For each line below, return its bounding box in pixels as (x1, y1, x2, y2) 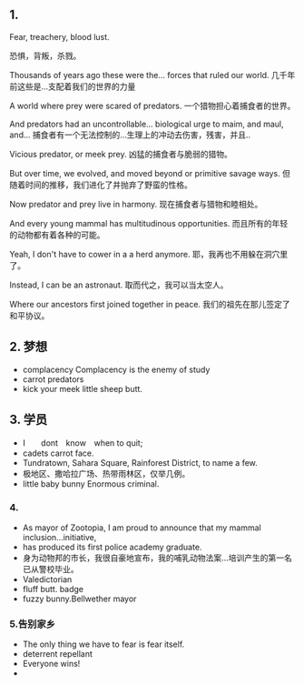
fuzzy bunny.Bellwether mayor (22, 593, 137, 604)
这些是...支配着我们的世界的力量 (16, 81, 136, 92)
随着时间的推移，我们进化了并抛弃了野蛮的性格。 (9, 179, 192, 190)
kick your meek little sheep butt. (22, 383, 143, 394)
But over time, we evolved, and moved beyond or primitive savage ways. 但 (9, 167, 290, 178)
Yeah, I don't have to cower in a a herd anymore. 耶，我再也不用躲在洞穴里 (9, 248, 289, 259)
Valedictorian (22, 573, 73, 585)
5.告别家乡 (9, 618, 56, 630)
